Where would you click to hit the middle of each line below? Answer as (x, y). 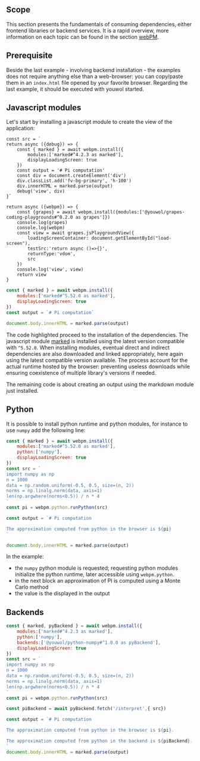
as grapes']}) (93, 218)
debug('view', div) (41, 191)
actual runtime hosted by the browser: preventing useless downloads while (98, 366)
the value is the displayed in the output (62, 594)
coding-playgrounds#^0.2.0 (40, 218)
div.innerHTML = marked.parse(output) (65, 186)
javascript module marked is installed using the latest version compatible (95, 341)
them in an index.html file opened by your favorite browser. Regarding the (97, 82)
